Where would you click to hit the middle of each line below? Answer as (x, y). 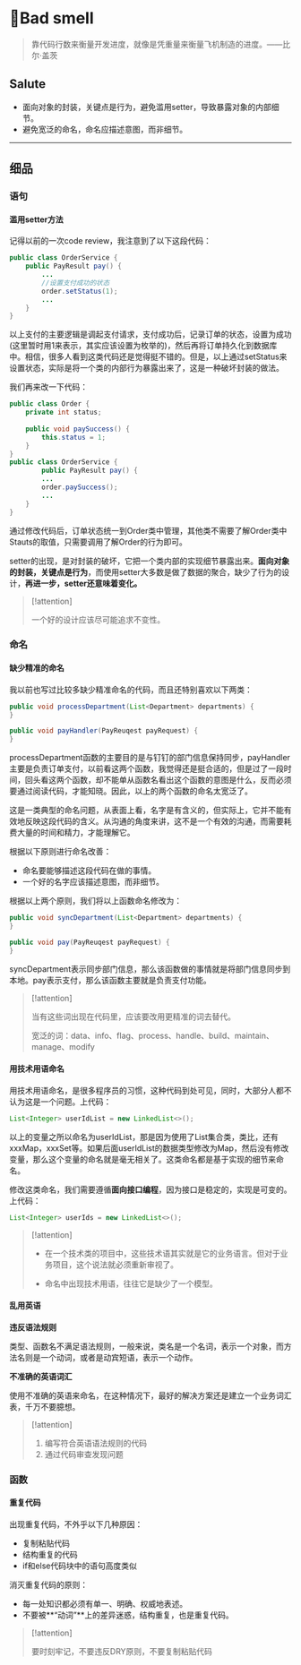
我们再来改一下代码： (48, 387)
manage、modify (63, 1046)
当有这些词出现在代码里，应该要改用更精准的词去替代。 (133, 1017)
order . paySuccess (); (80, 487)
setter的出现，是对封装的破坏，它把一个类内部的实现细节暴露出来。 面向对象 (150, 561)
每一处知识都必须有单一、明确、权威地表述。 (105, 1603)
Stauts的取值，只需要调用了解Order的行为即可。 (99, 542)
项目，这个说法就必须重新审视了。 (116, 1264)
